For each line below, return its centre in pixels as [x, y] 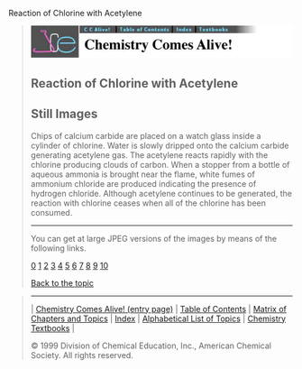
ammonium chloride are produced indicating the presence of [143, 183]
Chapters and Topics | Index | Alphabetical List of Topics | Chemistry [158, 318]
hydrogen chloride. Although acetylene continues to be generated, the [161, 193]
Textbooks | [53, 327]
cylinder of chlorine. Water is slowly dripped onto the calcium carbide [160, 145]
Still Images [64, 114]
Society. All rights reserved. [82, 355]
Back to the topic [62, 282]
